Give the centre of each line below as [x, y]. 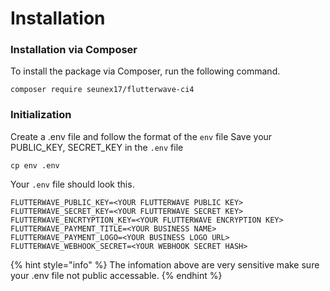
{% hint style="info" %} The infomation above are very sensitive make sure [165, 264]
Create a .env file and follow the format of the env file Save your [141, 136]
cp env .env [35, 165]
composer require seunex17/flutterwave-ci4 [102, 90]
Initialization [41, 115]
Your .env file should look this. [72, 184]
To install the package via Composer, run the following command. [145, 71]
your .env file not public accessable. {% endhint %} [116, 275]
